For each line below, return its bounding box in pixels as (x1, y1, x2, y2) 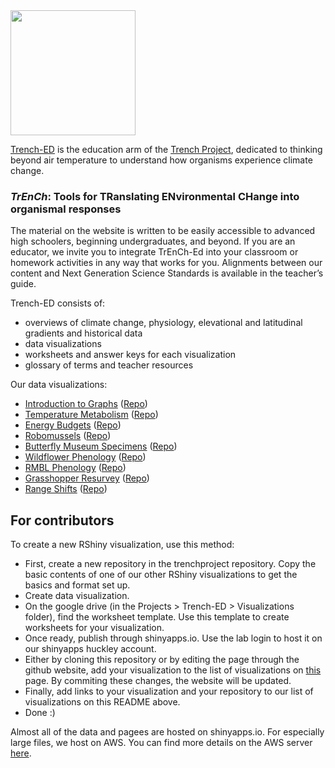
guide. (10, 278, 37, 290)
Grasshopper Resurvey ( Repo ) (24, 472, 150, 484)
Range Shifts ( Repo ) (24, 483, 108, 495)
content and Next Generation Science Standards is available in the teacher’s (10, 267, 324, 279)
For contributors (10, 512, 115, 529)
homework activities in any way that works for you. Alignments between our (10, 257, 323, 269)
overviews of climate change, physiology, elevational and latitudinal (24, 317, 303, 329)
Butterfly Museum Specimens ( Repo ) (24, 440, 178, 453)
